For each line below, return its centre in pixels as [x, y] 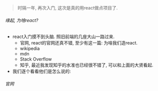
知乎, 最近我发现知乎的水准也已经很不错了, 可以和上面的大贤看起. [86, 65]
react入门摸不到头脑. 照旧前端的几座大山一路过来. [63, 36]
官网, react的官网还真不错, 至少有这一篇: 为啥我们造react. [79, 43]
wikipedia [30, 48]
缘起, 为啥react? [22, 20]
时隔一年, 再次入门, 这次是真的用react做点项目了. [67, 8]
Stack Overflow [36, 59]
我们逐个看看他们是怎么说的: [41, 71]
